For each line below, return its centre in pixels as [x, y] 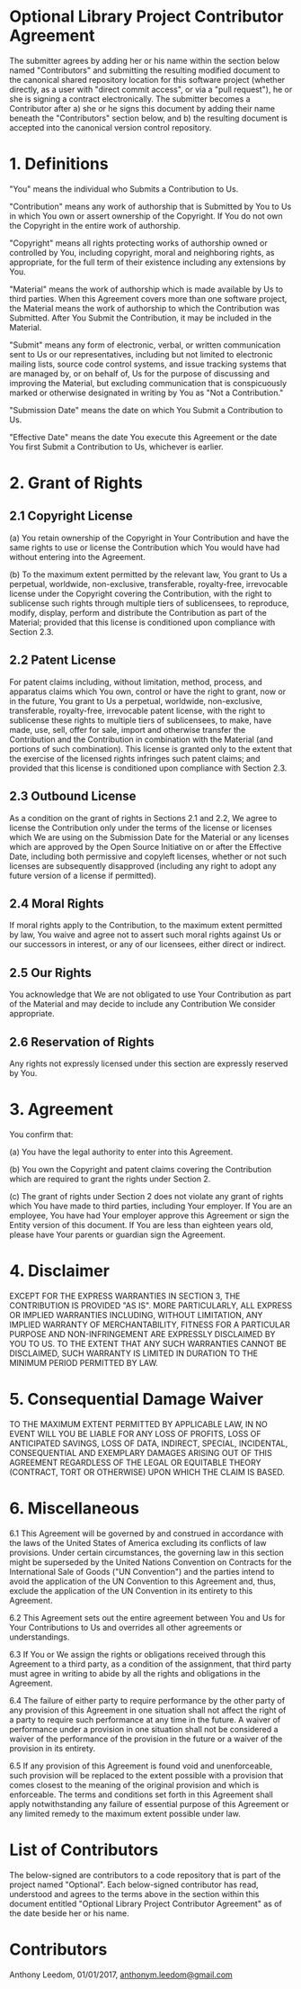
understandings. [40, 1637]
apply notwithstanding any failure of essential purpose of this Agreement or [149, 1804]
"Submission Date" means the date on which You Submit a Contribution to [146, 410]
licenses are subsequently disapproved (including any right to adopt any [143, 865]
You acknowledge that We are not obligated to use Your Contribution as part [150, 994]
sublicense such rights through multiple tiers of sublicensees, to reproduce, [149, 603]
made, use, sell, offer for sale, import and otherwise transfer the [128, 729]
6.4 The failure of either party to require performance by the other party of [147, 1700]
